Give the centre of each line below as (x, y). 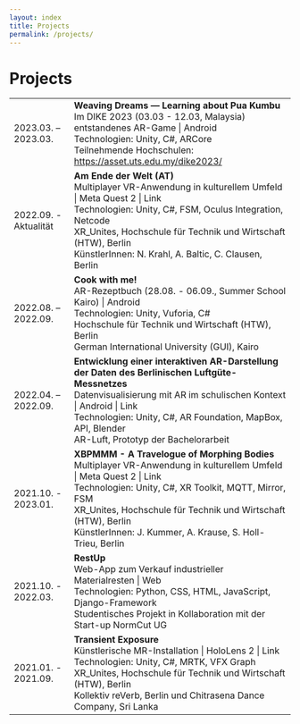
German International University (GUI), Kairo (166, 347)
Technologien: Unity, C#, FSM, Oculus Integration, (179, 209)
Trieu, (86, 543)
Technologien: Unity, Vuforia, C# (142, 314)
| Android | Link (106, 406)
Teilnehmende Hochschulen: (133, 150)
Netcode (92, 221)
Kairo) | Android (107, 302)
